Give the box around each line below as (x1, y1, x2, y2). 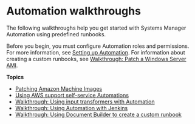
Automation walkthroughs (6, 4, 142, 18)
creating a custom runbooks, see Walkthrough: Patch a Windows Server (6, 55, 186, 62)
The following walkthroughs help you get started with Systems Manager (6, 24, 186, 31)
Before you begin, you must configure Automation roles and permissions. (6, 42, 190, 50)
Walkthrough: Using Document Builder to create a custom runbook (15, 111, 182, 118)
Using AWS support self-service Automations (15, 91, 129, 99)
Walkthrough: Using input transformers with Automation (15, 98, 155, 105)
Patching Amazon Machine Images (15, 85, 102, 92)
